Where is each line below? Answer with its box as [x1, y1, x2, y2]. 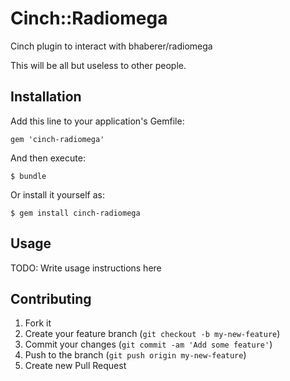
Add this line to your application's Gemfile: [10, 115, 185, 127]
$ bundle [10, 171, 47, 181]
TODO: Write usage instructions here [10, 262, 162, 274]
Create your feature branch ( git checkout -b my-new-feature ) [24, 328, 281, 340]
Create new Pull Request [24, 360, 127, 372]
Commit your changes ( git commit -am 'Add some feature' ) [24, 338, 273, 351]
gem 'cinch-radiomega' [10, 134, 105, 144]
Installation [10, 88, 82, 106]
